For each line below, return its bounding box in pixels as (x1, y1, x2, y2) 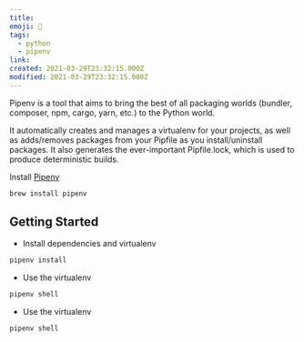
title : (9, 13, 35, 23)
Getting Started (9, 215, 99, 230)
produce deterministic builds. (9, 154, 120, 165)
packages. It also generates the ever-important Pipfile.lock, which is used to (9, 144, 295, 155)
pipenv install (9, 256, 67, 265)
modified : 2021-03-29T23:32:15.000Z (9, 73, 148, 82)
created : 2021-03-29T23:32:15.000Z (9, 65, 145, 74)
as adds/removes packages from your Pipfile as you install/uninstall (9, 134, 263, 146)
